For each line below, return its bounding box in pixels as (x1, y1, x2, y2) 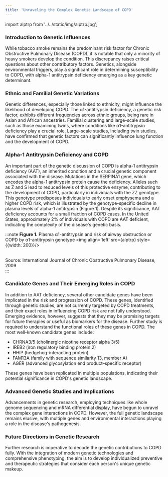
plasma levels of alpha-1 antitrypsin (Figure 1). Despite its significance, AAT (5, 205, 160, 211)
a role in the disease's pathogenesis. (5, 421, 81, 427)
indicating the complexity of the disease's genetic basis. (5, 221, 122, 227)
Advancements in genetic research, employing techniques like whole (5, 400, 147, 406)
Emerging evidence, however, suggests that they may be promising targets (5, 313, 160, 319)
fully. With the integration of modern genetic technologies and (5, 450, 134, 456)
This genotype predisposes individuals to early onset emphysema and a (5, 195, 154, 201)
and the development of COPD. (5, 139, 70, 145)
